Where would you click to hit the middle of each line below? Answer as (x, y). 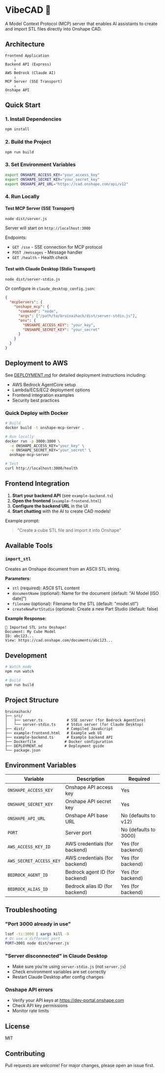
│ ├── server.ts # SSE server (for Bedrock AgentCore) (76, 720)
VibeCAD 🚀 (28, 10)
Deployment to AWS (37, 363)
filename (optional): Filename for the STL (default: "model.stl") (75, 604)
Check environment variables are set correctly (59, 972)
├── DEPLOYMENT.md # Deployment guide (55, 746)
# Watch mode (18, 667)
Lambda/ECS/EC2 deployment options (51, 390)
